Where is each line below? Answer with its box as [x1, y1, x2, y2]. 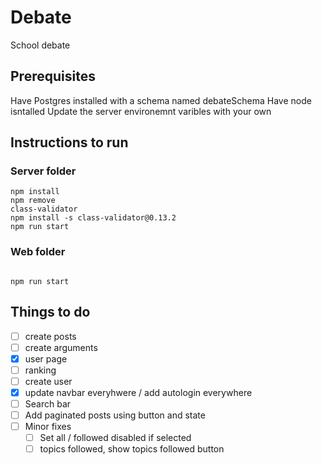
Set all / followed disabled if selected [39, 432, 192, 444]
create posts [24, 330, 77, 342]
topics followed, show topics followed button [39, 443, 225, 455]
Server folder [10, 164, 77, 178]
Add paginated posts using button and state [24, 409, 206, 421]
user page [24, 352, 68, 365]
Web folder [10, 245, 66, 259]
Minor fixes [24, 421, 72, 433]
